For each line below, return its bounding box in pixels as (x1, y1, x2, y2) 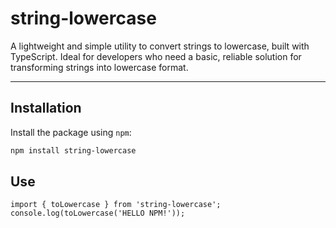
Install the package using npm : (10, 126, 132, 138)
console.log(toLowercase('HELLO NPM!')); (10, 208, 186, 219)
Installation (10, 100, 82, 117)
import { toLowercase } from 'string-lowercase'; (10, 200, 222, 210)
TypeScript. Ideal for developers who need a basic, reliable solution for (10, 50, 302, 62)
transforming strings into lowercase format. (10, 61, 189, 73)
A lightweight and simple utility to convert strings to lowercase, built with (10, 40, 310, 52)
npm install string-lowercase (10, 145, 137, 156)
